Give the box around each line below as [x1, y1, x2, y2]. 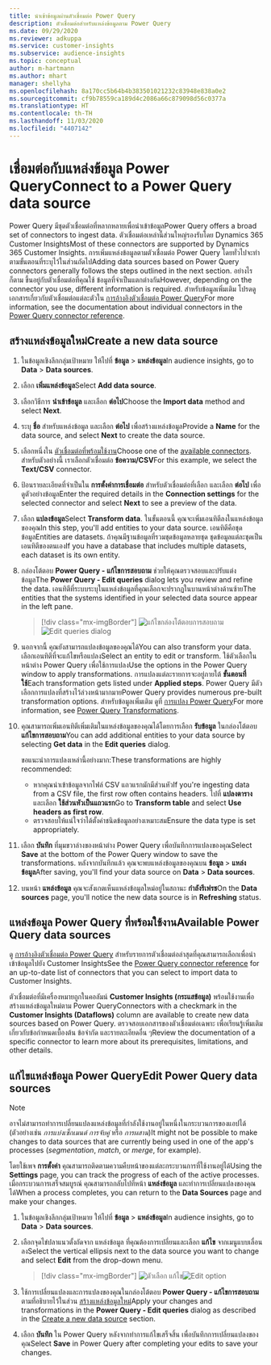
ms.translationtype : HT [9, 102, 90, 110]
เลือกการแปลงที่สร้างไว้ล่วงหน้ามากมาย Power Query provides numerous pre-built [20, 687, 262, 697]
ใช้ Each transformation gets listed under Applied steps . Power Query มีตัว [20, 678, 263, 687]
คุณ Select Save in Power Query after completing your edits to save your [20, 1338, 258, 1349]
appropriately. [32, 825, 80, 834]
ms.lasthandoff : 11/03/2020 [9, 117, 104, 125]
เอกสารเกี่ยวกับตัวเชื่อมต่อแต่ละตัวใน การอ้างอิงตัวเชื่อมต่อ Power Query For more [9, 292, 235, 303]
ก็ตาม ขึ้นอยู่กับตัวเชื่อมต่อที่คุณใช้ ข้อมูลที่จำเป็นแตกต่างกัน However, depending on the [9, 275, 252, 284]
